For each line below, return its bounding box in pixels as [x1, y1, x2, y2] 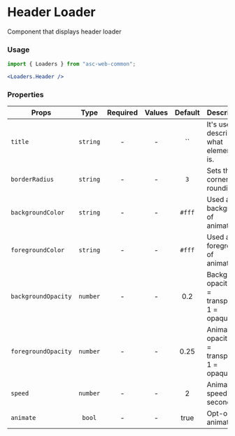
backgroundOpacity [10, 293, 72, 300]
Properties [7, 89, 44, 99]
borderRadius [10, 175, 55, 184]
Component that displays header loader [7, 27, 122, 36]
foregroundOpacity [10, 347, 72, 356]
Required [107, 108, 138, 117]
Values [144, 108, 169, 117]
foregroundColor [10, 246, 65, 254]
